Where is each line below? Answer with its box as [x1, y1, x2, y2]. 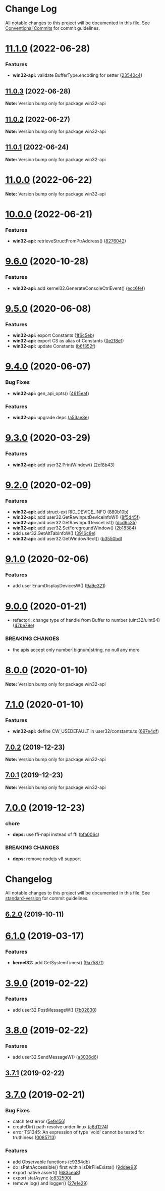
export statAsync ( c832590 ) [12, 1175, 72, 1181]
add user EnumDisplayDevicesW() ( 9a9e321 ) [12, 583, 106, 589]
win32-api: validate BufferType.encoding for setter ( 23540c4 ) [12, 72, 143, 78]
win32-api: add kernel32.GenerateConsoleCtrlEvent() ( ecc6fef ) [12, 285, 145, 291]
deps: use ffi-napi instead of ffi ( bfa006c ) [12, 831, 100, 837]
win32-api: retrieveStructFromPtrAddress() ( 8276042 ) [12, 238, 126, 244]
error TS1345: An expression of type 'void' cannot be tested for [12, 1129, 145, 1135]
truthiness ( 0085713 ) [12, 1134, 57, 1140]
